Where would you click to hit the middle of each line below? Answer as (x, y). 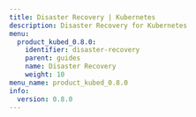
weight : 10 (45, 75)
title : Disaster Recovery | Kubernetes (83, 17)
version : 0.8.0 (45, 99)
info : (19, 91)
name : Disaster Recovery (71, 67)
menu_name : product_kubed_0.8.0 (68, 83)
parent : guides (53, 58)
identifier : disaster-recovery (83, 50)
